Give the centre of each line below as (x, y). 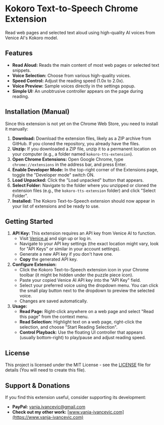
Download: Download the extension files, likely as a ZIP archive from (82, 138)
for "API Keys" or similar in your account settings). (70, 249)
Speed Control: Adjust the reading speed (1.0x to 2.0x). (68, 80)
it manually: (17, 129)
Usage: (20, 306)
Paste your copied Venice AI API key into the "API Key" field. (80, 280)
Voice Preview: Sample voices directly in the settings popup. (74, 86)
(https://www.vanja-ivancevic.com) (48, 417)
